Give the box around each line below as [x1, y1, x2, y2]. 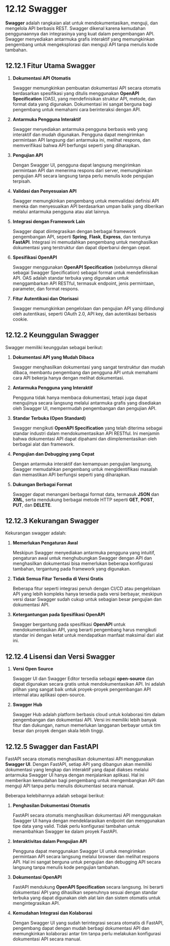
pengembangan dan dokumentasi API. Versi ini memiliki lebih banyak [12, 717, 157, 723]
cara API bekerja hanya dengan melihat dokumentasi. [12, 375, 124, 381]
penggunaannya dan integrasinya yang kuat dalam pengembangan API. [5, 30, 155, 37]
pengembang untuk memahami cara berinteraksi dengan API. [12, 106, 141, 112]
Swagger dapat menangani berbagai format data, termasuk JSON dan [12, 491, 159, 497]
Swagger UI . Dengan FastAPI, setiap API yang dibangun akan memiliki [5, 761, 152, 767]
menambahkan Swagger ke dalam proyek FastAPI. [12, 828, 118, 834]
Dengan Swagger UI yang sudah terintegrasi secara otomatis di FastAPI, [12, 920, 164, 926]
